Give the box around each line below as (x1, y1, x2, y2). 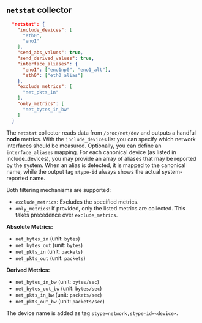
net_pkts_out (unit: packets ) (15, 254, 86, 262)
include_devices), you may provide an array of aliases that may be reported (6, 155, 196, 162)
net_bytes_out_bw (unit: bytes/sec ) (15, 284, 102, 292)
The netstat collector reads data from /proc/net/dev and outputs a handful (6, 128, 196, 136)
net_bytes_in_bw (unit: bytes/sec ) (15, 278, 100, 285)
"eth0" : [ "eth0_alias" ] (22, 72, 84, 78)
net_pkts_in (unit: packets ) (15, 248, 83, 255)
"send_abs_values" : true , (17, 50, 84, 56)
